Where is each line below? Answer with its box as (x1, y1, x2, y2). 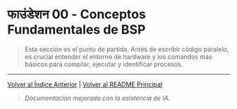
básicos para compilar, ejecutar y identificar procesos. (24, 60, 183, 68)
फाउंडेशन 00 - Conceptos (7, 6, 146, 23)
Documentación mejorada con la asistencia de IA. (24, 94, 171, 102)
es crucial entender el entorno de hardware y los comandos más (24, 52, 212, 60)
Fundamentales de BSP (7, 22, 146, 38)
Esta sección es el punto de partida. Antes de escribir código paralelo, (24, 45, 229, 53)
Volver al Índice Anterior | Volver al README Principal (7, 80, 163, 89)
